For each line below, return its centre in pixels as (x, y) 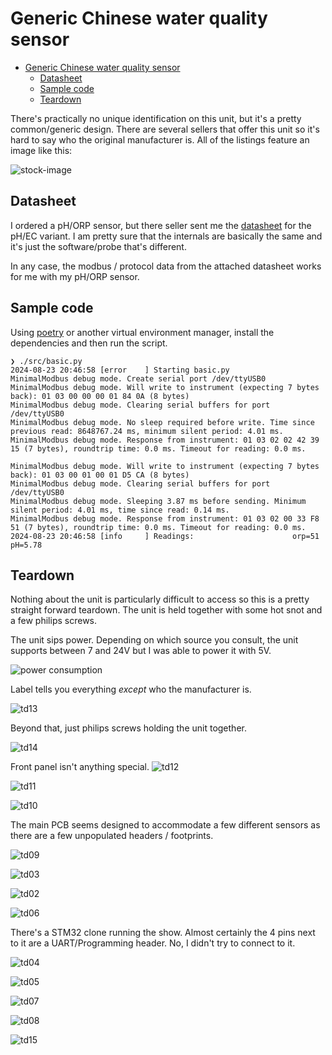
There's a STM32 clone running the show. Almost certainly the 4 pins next (163, 933)
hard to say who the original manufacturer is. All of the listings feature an (160, 139)
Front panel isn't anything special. (80, 767)
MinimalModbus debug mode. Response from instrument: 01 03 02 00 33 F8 (165, 518)
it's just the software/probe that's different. (98, 246)
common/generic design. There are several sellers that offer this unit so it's (165, 129)
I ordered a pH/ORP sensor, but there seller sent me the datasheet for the (161, 225)
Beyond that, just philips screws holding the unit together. (128, 728)
